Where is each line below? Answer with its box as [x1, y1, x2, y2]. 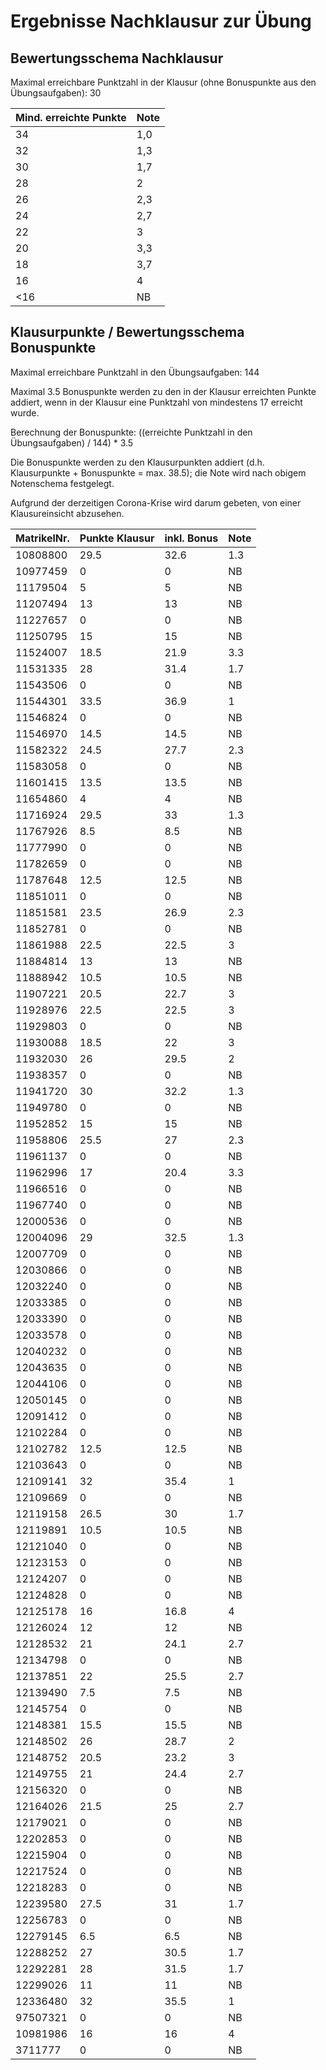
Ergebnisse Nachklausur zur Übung [10, 10, 312, 33]
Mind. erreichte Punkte [15, 111, 127, 124]
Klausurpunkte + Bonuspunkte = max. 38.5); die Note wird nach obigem [10, 466, 307, 479]
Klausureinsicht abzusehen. [10, 507, 125, 519]
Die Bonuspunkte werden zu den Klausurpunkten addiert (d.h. [10, 456, 265, 468]
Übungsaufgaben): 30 [10, 87, 102, 99]
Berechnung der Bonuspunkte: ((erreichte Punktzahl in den [10, 426, 253, 438]
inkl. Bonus [164, 531, 219, 545]
